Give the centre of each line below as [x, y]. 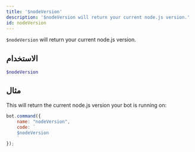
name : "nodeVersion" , [43, 122]
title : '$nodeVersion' [34, 12]
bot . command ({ [24, 116]
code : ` [26, 127]
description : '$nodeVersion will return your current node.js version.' [98, 17]
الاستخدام [22, 58]
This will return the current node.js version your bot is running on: [87, 105]
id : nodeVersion [26, 23]
